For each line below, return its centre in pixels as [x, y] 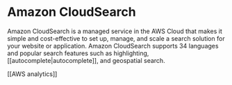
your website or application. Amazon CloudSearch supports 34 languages [113, 46]
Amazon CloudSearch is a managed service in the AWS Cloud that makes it [115, 31]
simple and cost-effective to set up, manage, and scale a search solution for [116, 38]
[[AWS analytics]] [32, 74]
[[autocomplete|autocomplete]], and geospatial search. [86, 60]
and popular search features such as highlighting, [78, 53]
